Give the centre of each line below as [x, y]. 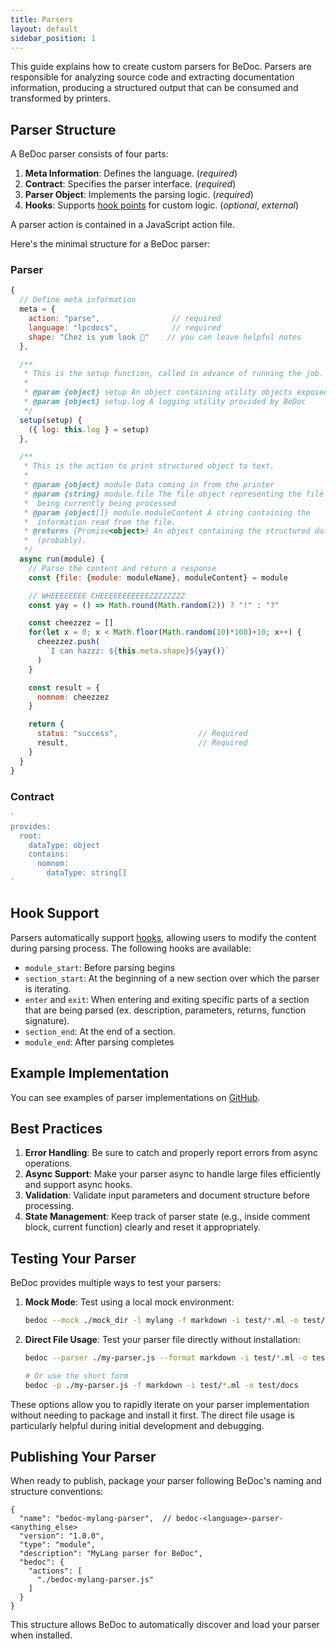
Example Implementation [90, 1073]
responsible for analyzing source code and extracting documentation [152, 77]
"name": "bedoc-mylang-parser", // [95, 1519]
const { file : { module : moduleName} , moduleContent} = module [158, 577]
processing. [49, 1206]
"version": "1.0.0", [62, 1536]
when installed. [41, 1635]
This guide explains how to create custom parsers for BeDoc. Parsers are [161, 67]
